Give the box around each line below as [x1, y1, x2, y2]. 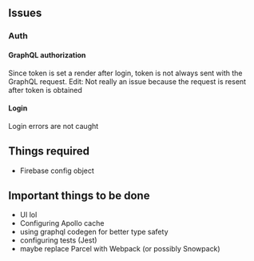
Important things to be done [8, 188, 150, 203]
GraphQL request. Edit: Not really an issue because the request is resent [8, 76, 246, 86]
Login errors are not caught [8, 121, 99, 130]
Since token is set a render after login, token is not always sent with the [8, 68, 243, 78]
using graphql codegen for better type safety [19, 227, 169, 237]
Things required [8, 144, 90, 159]
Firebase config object [19, 166, 94, 175]
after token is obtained [8, 85, 82, 94]
